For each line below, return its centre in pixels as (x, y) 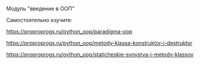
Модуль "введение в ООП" (40, 9)
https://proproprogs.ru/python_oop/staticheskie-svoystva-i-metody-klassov (100, 55)
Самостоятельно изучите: (40, 20)
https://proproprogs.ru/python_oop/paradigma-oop (69, 31)
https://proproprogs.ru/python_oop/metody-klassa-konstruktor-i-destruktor (99, 43)
